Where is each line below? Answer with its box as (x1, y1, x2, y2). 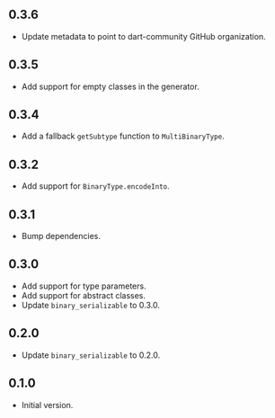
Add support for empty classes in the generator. (21, 81, 200, 92)
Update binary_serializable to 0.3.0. (21, 299, 161, 310)
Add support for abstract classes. (21, 289, 146, 300)
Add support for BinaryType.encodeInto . (21, 181, 170, 191)
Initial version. (21, 399, 74, 410)
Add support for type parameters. (21, 280, 146, 291)
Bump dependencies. (21, 231, 101, 242)
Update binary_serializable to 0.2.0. (21, 350, 161, 360)
